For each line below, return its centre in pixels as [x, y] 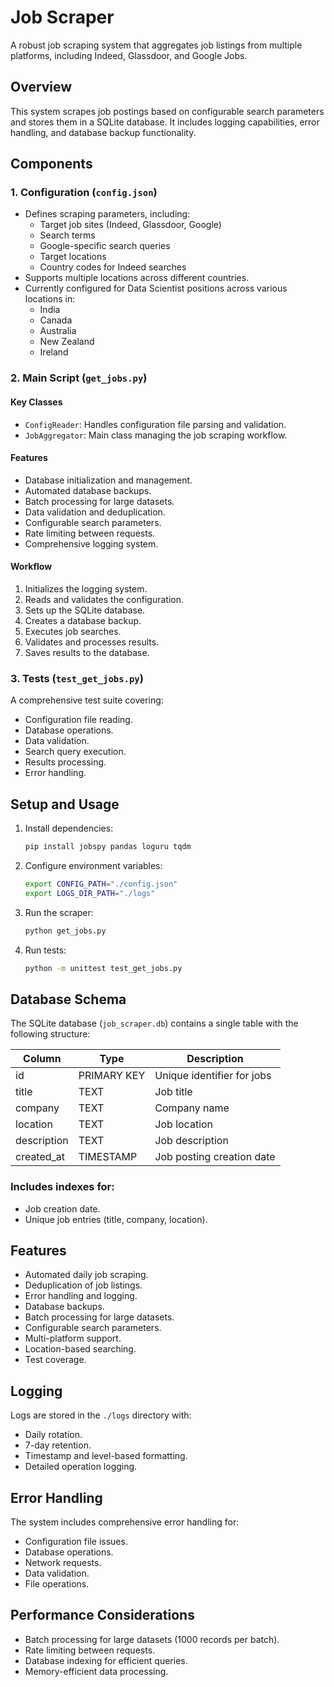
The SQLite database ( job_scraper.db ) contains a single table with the [154, 1023]
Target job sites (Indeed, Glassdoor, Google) [130, 225]
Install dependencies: [69, 828]
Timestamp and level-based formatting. [106, 1456]
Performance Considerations [102, 1615]
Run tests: [45, 950]
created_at [40, 1157]
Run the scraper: [59, 912]
